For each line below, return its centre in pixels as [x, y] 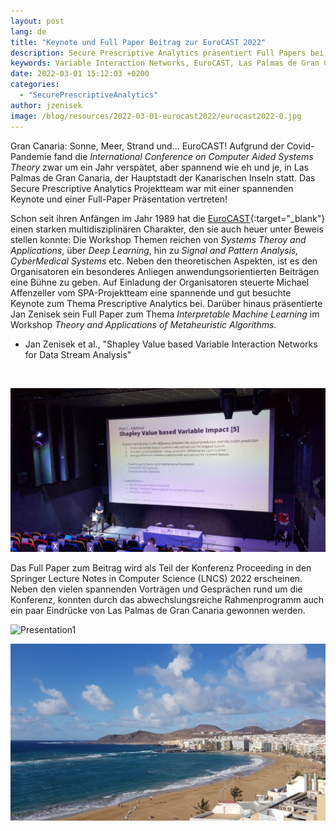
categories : [35, 85]
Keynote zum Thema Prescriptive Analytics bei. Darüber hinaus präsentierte [166, 303]
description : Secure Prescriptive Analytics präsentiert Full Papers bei [167, 53]
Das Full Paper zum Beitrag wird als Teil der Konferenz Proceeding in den [161, 567]
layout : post [37, 21]
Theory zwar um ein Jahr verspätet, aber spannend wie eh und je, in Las [159, 167]
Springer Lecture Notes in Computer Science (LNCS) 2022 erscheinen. [156, 578]
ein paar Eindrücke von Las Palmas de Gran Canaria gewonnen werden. [158, 610]
